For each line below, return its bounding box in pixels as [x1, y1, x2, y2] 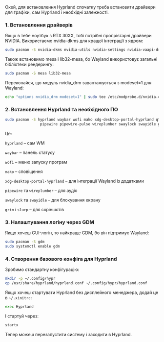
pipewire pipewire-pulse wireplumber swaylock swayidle [40, 122, 156, 127]
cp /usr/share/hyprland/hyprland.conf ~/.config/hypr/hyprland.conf [5, 281, 147, 286]
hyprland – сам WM [5, 140, 45, 146]
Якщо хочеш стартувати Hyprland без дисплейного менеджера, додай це [5, 290, 159, 295]
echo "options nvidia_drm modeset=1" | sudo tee [5, 95, 106, 99]
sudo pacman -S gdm [5, 240, 45, 244]
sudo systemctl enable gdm [5, 244, 60, 249]
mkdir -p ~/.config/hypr [5, 276, 56, 281]
